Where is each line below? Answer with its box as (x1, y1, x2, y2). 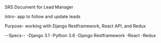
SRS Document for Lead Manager (4, 4, 74, 10)
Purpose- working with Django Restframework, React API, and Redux (4, 23, 146, 29)
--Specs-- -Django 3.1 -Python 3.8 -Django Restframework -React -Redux (4, 33, 156, 38)
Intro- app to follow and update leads (4, 14, 80, 19)
